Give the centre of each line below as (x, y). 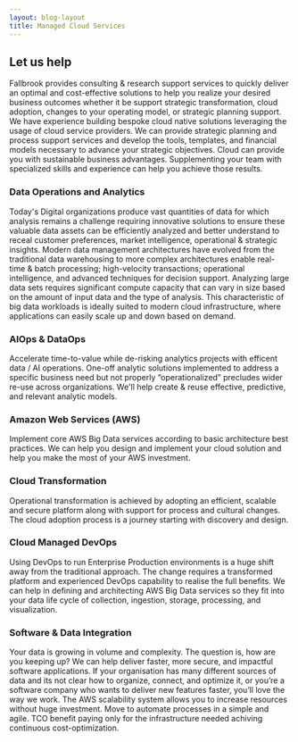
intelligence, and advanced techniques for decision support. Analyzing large (149, 278)
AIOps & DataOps (48, 338)
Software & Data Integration (70, 632)
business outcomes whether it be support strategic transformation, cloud (144, 103)
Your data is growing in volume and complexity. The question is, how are (143, 652)
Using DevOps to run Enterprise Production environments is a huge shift (142, 562)
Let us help (41, 62)
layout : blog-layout (48, 17)
